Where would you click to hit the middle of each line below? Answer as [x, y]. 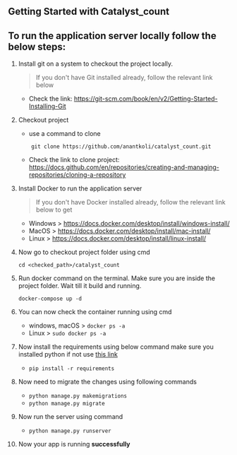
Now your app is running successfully [74, 444]
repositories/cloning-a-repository [77, 175]
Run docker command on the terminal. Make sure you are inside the [117, 278]
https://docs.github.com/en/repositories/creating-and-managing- [124, 167]
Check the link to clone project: [74, 160]
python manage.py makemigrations [78, 396]
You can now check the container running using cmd [95, 312]
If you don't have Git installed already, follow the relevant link [124, 78]
